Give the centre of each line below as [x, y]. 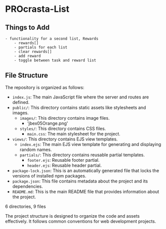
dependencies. [28, 186]
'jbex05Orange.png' [48, 123]
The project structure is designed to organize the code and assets [73, 216]
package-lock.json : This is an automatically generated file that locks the [86, 170]
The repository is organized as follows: [45, 87]
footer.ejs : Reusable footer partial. [63, 160]
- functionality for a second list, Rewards [52, 39]
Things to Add [27, 27]
